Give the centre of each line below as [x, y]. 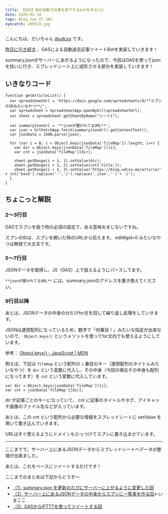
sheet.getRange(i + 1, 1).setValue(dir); [58, 161]
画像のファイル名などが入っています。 [48, 407]
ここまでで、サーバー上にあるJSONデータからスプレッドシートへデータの [81, 449]
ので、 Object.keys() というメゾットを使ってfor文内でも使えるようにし [82, 336]
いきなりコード [28, 84]
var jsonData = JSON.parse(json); [45, 135]
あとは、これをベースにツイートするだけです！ [53, 466]
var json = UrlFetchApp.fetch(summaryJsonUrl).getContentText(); [79, 130]
